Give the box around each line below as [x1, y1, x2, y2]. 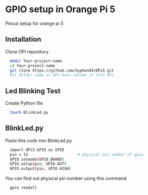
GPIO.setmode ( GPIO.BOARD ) [10, 156, 65, 162]
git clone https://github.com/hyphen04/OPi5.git [10, 68, 114, 73]
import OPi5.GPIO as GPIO [10, 147, 65, 152]
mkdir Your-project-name [10, 58, 62, 63]
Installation [5, 35, 41, 44]
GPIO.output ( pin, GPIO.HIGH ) [10, 166, 71, 171]
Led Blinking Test [5, 86, 61, 95]
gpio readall [10, 185, 37, 190]
